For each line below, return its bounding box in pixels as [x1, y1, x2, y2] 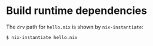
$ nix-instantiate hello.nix [6, 34, 78, 40]
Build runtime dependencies [6, 4, 147, 17]
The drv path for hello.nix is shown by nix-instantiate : [6, 23, 144, 30]
